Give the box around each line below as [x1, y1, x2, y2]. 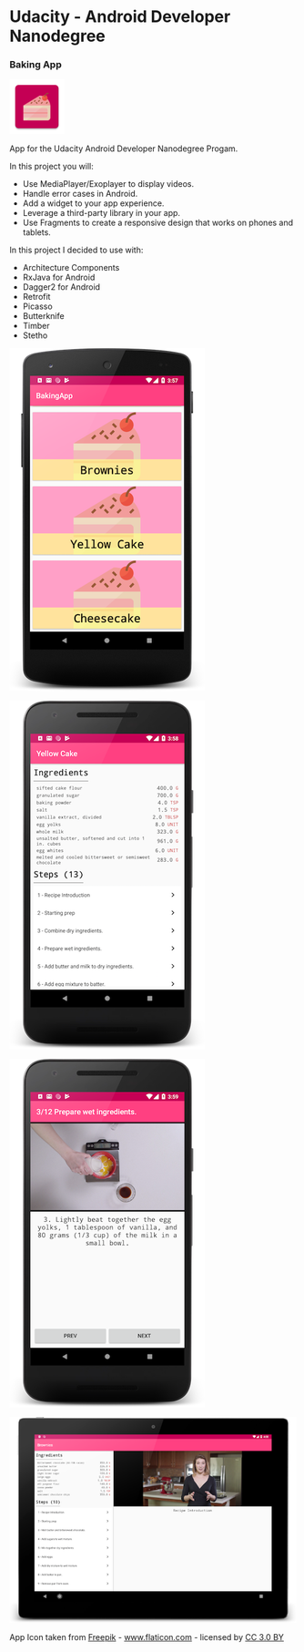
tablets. [22, 227, 52, 238]
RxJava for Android [22, 272, 96, 283]
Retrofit [22, 292, 51, 303]
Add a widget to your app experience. [22, 198, 165, 209]
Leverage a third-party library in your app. [22, 208, 180, 219]
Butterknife [22, 311, 66, 322]
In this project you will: [9, 161, 94, 172]
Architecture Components [22, 262, 120, 273]
